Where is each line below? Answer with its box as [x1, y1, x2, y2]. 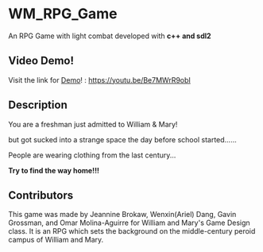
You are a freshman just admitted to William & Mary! [8, 119, 178, 129]
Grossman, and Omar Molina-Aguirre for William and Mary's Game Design [8, 218, 250, 227]
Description [8, 99, 68, 112]
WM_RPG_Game [8, 5, 118, 23]
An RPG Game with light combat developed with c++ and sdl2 [8, 31, 212, 41]
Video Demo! [8, 54, 74, 68]
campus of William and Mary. [8, 235, 104, 245]
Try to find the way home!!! [8, 165, 100, 175]
